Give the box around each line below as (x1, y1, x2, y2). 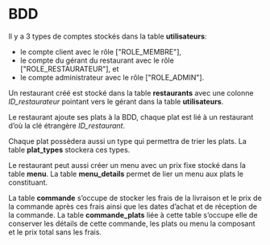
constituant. (8, 178, 48, 187)
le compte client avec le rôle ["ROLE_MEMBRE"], (19, 47, 182, 56)
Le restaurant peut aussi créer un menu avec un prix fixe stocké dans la (8, 160, 246, 169)
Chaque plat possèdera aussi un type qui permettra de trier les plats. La (8, 136, 247, 145)
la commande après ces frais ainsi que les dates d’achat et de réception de (8, 202, 258, 211)
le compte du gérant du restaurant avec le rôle (19, 55, 175, 65)
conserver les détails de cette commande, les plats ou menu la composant (8, 218, 255, 228)
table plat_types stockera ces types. (8, 145, 131, 154)
